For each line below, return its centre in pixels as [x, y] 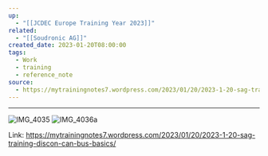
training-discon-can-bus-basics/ [62, 143]
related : [23, 30]
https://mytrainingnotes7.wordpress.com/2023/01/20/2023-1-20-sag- [141, 135]
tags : [17, 53]
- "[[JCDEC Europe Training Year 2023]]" [85, 23]
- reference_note [44, 75]
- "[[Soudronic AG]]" [51, 38]
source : [21, 82]
